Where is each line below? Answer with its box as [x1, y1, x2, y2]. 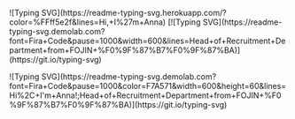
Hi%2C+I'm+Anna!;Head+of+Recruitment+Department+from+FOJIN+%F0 [9, 90, 282, 100]
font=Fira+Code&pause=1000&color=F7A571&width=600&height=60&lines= [9, 81, 287, 91]
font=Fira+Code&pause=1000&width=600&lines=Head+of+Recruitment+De [9, 35, 286, 46]
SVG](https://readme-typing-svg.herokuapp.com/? [41, 8, 228, 18]
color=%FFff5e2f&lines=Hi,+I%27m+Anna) [9, 17, 167, 27]
